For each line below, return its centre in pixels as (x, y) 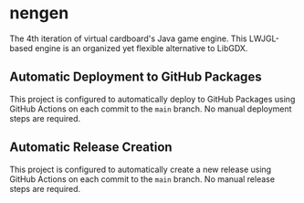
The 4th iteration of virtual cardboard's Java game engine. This (128, 38)
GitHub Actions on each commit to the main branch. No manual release (142, 179)
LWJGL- (264, 38)
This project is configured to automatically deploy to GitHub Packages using (152, 99)
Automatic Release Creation (91, 148)
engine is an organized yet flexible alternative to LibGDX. (142, 48)
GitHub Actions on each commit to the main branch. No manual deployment (151, 109)
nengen (39, 13)
